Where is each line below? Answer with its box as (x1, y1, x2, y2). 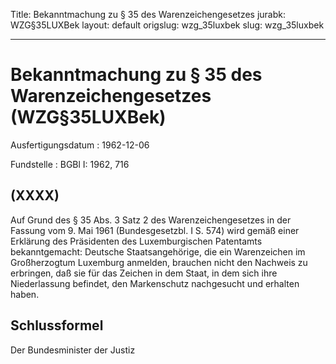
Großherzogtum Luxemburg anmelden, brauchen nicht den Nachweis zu (10, 256, 308, 268)
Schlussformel (10, 317, 104, 334)
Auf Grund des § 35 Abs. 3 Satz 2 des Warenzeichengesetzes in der (10, 214, 292, 226)
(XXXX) (10, 187, 60, 204)
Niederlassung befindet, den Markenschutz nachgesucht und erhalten (10, 277, 300, 289)
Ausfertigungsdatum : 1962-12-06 (10, 139, 150, 151)
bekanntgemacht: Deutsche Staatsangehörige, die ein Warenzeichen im (10, 245, 306, 258)
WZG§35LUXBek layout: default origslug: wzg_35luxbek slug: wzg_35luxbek (10, 19, 325, 31)
